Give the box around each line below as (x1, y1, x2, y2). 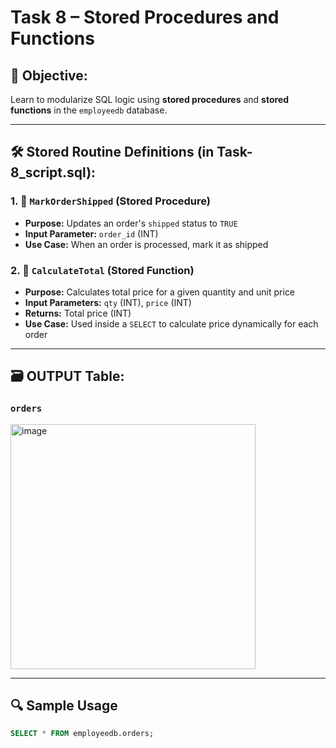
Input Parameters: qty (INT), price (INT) (24, 296, 192, 308)
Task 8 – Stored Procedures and (10, 6, 280, 29)
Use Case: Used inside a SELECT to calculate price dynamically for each (24, 317, 319, 330)
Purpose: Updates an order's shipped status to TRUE (24, 217, 238, 229)
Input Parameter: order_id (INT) (24, 227, 159, 240)
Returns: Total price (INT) (24, 307, 132, 319)
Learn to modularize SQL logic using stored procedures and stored (10, 94, 290, 105)
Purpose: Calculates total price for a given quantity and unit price (24, 286, 296, 298)
